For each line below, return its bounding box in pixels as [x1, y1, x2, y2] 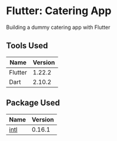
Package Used [6, 98, 60, 108]
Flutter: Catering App [6, 4, 112, 18]
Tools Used [6, 41, 48, 51]
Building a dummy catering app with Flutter [6, 24, 111, 31]
